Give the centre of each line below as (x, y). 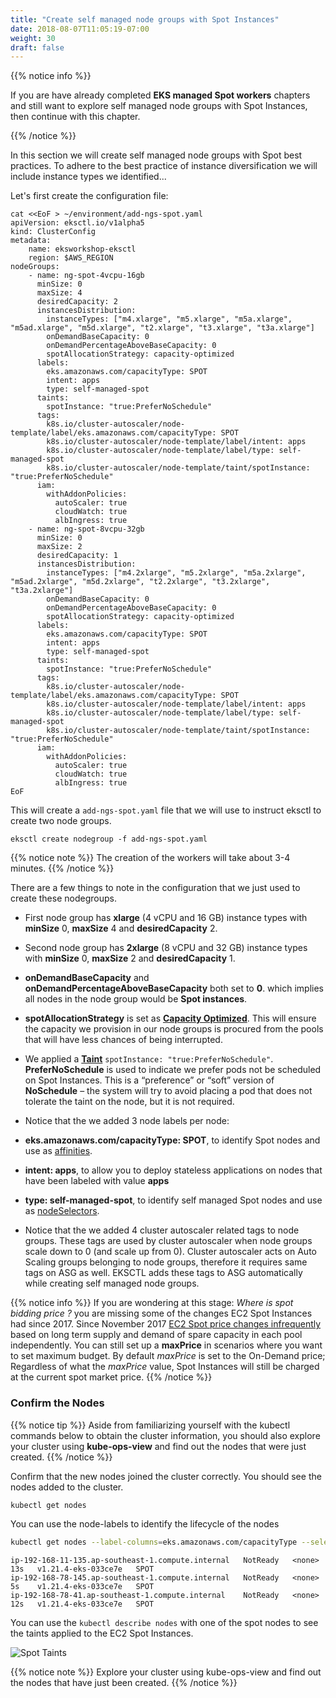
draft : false (37, 47)
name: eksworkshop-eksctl (82, 249)
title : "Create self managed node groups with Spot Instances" (145, 19)
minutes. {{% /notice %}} (62, 868)
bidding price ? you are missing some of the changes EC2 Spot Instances (161, 1313)
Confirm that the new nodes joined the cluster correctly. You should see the (166, 1476)
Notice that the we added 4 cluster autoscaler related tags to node (162, 1230)
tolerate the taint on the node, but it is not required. (129, 1102)
